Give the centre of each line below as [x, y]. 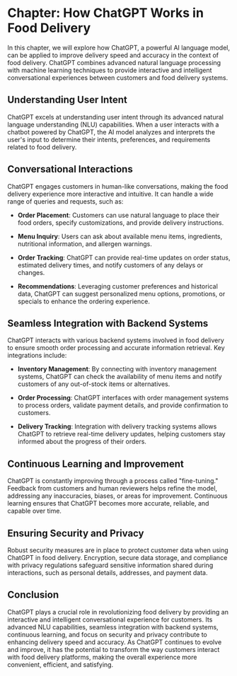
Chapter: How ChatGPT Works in [105, 13]
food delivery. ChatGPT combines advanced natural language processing [114, 62]
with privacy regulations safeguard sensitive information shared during [110, 565]
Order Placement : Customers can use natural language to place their [118, 215]
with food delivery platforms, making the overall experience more [102, 657]
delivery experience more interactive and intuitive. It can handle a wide [110, 194]
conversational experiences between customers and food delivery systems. [118, 77]
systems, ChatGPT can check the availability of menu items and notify [120, 377]
